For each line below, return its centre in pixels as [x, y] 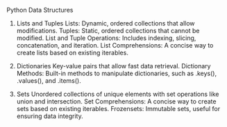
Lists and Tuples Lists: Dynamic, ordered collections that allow [106, 23]
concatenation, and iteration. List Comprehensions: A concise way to [115, 45]
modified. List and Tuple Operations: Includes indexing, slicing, [106, 38]
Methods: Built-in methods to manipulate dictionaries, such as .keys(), [116, 73]
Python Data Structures [40, 10]
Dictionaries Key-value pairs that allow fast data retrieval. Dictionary [113, 66]
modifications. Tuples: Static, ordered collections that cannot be [108, 31]
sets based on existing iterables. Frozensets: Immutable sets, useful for [118, 109]
